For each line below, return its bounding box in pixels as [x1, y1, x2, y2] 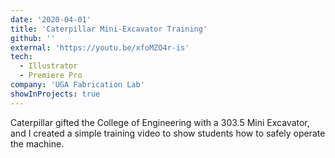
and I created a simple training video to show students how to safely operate [10, 127, 326, 139]
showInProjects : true [10, 89, 101, 99]
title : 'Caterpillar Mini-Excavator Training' [10, 24, 208, 34]
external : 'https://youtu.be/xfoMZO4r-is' [10, 42, 190, 53]
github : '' [10, 33, 56, 43]
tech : [10, 52, 33, 62]
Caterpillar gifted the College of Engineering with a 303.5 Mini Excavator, [10, 116, 310, 128]
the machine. [10, 137, 65, 150]
